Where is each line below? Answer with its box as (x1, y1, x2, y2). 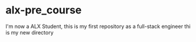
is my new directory (5, 29, 54, 36)
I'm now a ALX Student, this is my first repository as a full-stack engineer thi (5, 23, 191, 30)
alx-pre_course (5, 3, 82, 17)
